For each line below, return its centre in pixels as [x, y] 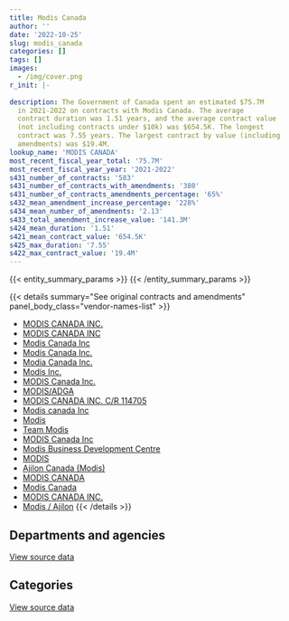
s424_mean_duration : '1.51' [62, 228]
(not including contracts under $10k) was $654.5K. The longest [141, 128]
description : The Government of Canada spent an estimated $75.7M [137, 102]
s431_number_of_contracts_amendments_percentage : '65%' [117, 195]
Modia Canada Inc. [57, 362]
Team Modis [46, 430]
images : [24, 69]
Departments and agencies [87, 535]
